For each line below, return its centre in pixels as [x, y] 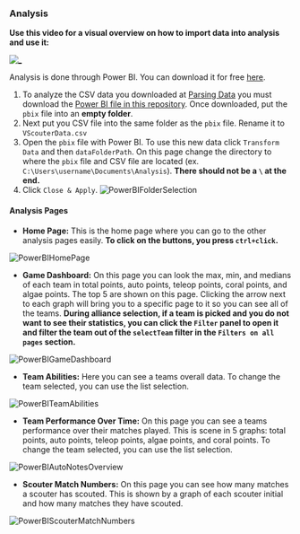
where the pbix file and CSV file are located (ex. [111, 162]
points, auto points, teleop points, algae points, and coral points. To [146, 440]
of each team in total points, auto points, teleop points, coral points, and [155, 285]
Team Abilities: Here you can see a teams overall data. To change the [151, 376]
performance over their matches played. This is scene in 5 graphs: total [154, 430]
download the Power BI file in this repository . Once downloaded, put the [155, 104]
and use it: [29, 42]
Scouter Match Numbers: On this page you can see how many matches [155, 484]
